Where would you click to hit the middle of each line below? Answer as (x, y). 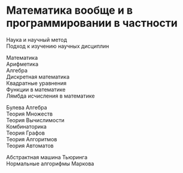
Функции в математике (36, 89)
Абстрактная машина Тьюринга (47, 157)
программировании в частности (92, 23)
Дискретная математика (38, 77)
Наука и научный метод (37, 40)
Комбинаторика (26, 126)
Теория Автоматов (30, 145)
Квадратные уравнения (36, 83)
